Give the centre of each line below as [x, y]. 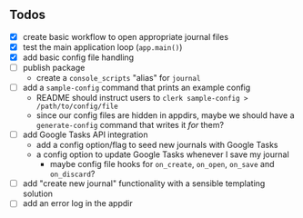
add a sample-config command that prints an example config [136, 88]
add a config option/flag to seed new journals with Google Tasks [157, 145]
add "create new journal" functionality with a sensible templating [144, 183]
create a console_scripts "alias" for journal [118, 78]
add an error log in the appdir [78, 203]
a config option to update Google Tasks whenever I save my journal [162, 154]
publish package [54, 68]
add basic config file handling [78, 57]
